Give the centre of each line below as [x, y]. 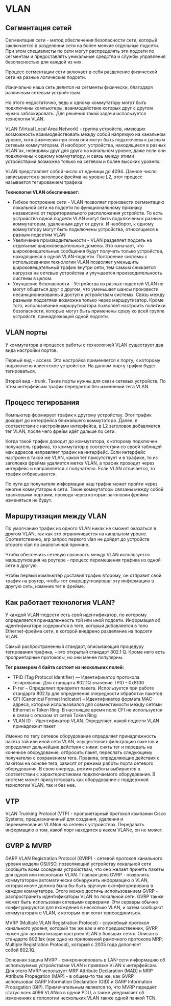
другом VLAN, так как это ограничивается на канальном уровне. [77, 534]
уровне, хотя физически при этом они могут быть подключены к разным [85, 140]
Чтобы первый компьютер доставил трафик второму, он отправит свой [83, 575]
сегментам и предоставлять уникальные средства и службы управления [86, 56]
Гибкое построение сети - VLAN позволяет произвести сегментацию [88, 202]
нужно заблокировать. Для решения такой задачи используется [76, 113]
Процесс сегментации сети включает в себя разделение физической [81, 72]
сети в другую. [22, 565]
